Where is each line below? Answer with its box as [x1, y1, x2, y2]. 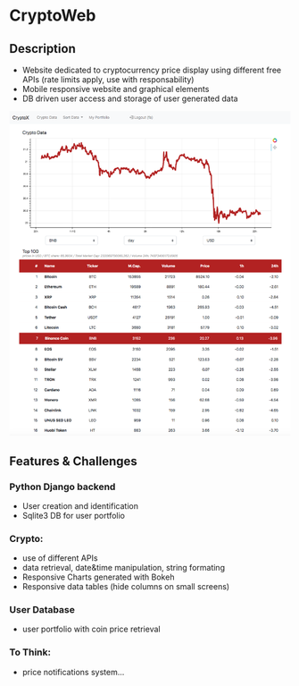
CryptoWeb [9, 5, 96, 26]
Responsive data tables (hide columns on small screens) [21, 581, 230, 592]
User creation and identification [21, 500, 138, 511]
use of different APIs [21, 553, 98, 563]
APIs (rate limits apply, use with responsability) [21, 74, 195, 85]
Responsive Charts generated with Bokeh [21, 572, 175, 582]
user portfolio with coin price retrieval [21, 623, 161, 635]
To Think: [9, 646, 52, 658]
